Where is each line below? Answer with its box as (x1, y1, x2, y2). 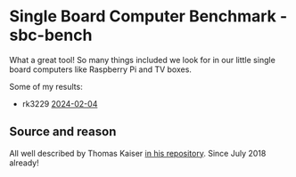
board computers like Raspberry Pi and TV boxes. (9, 64, 192, 75)
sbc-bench (9, 25, 93, 45)
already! (9, 157, 39, 168)
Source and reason (9, 125, 117, 140)
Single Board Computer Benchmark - (9, 6, 288, 27)
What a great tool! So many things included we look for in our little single (9, 54, 276, 65)
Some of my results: (9, 81, 83, 92)
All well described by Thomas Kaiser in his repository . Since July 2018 (9, 148, 267, 158)
